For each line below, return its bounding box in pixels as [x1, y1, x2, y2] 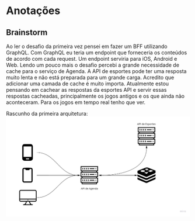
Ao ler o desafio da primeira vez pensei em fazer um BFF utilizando [6, 43, 168, 50]
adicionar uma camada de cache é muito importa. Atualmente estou [6, 80, 169, 87]
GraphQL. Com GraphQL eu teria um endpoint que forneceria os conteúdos [6, 49, 187, 56]
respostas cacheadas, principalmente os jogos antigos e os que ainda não [6, 92, 185, 99]
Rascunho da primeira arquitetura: [6, 110, 88, 117]
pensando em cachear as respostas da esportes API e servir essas [6, 87, 167, 93]
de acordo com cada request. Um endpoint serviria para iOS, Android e [6, 56, 177, 62]
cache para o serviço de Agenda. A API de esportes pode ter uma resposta [6, 68, 187, 74]
